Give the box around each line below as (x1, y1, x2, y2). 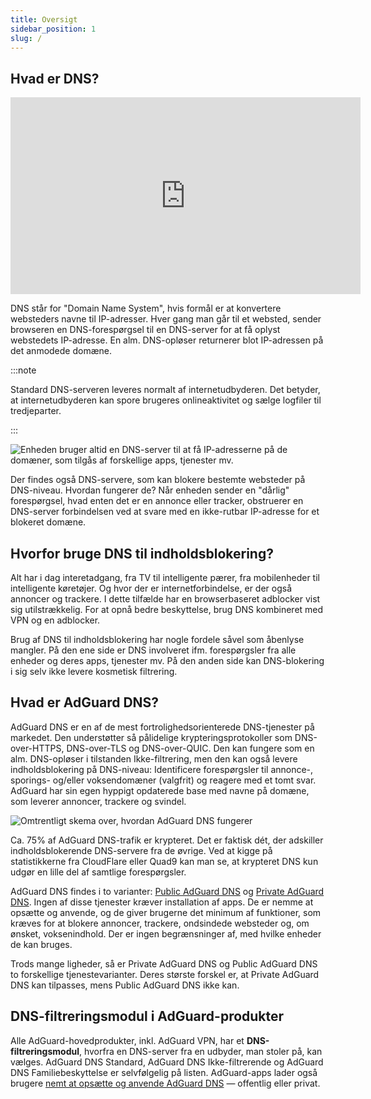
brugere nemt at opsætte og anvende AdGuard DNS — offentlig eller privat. (10, 1077, 321, 1089)
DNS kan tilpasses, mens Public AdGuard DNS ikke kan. (10, 979, 240, 991)
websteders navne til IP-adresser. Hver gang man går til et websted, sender (10, 313, 322, 325)
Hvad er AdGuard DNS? (10, 694, 160, 711)
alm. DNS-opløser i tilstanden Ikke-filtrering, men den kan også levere (10, 752, 298, 765)
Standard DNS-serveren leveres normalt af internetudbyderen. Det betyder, (10, 384, 321, 396)
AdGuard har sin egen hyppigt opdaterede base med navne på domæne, (10, 784, 310, 796)
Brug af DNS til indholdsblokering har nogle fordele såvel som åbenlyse (10, 634, 305, 645)
